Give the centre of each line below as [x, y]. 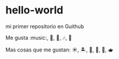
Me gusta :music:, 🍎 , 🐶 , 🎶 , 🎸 [39, 37]
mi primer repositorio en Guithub [45, 26]
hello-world [35, 10]
